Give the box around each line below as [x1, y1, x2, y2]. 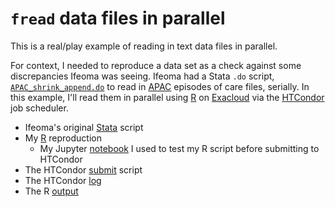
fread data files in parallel [10, 7, 226, 30]
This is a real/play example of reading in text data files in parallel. [10, 40, 278, 52]
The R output [24, 185, 79, 197]
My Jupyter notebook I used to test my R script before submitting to [39, 142, 320, 154]
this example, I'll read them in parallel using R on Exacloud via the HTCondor [10, 91, 325, 103]
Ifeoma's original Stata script [24, 121, 144, 133]
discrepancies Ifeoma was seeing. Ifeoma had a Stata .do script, [10, 70, 275, 82]
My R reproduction [24, 132, 102, 144]
